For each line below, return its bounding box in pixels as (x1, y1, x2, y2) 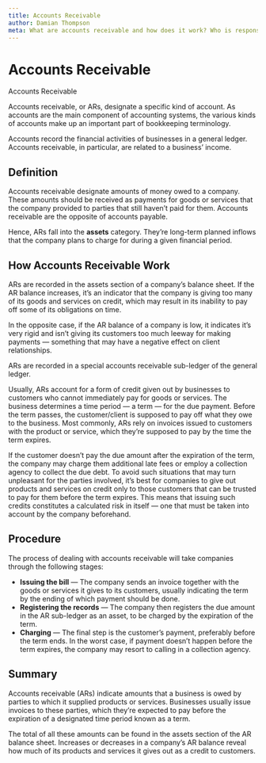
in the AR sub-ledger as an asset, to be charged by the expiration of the (19, 611, 253, 620)
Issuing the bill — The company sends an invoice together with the (19, 577, 240, 586)
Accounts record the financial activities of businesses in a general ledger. (8, 134, 248, 143)
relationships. (8, 345, 53, 355)
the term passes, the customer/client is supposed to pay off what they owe (8, 410, 253, 419)
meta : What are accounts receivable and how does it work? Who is (8, 26, 232, 34)
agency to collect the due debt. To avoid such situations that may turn (8, 467, 236, 476)
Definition (8, 166, 58, 179)
